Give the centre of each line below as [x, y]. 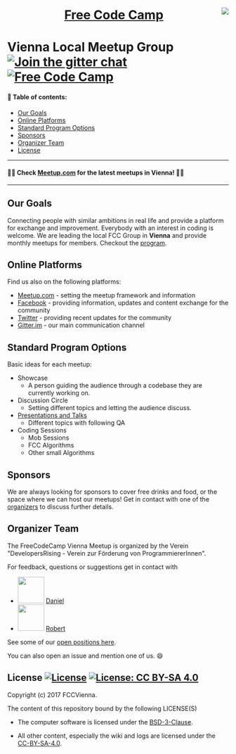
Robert [55, 628]
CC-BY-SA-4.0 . [40, 743]
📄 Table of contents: [37, 97]
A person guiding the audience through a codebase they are [115, 385]
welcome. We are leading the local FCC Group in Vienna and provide [107, 235]
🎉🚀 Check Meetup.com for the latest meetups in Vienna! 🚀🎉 [96, 173]
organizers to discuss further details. [60, 507]
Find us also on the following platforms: [64, 282]
